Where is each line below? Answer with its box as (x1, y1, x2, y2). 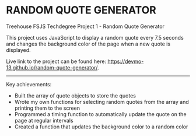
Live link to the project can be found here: (6, 58, 107, 65)
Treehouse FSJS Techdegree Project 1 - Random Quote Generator (6, 23, 165, 30)
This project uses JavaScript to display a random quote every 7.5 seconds (6, 34, 184, 41)
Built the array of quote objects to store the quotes (14, 92, 136, 99)
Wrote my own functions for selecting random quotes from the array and (14, 98, 190, 105)
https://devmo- (107, 58, 144, 65)
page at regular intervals (14, 117, 74, 124)
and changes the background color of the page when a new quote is (6, 40, 171, 47)
